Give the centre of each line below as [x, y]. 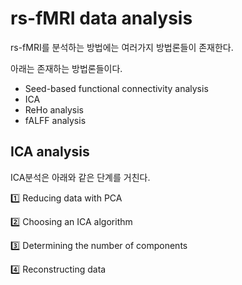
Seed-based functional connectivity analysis [116, 88]
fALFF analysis [55, 120]
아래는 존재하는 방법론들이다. [66, 68]
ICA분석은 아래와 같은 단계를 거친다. [80, 177]
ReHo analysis [54, 109]
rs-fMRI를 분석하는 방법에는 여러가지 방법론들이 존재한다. [122, 47]
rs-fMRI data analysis [101, 18]
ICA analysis [50, 152]
